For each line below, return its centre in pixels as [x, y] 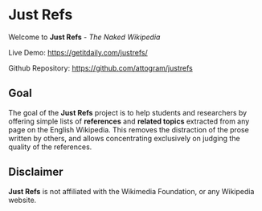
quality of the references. [50, 147]
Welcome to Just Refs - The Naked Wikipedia [84, 37]
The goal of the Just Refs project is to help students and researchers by [128, 112]
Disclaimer [36, 172]
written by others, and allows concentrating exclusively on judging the [124, 138]
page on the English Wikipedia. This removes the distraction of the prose [129, 129]
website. [23, 200]
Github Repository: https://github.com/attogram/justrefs [100, 68]
